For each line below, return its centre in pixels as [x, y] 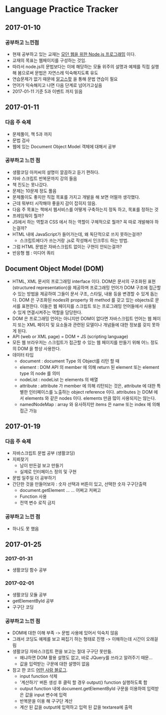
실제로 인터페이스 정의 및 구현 [48, 472]
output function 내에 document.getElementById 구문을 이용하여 [83, 688]
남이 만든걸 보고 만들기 [41, 466]
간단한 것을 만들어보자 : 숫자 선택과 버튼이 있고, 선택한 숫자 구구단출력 [79, 484]
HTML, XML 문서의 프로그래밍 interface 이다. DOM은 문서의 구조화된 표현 [84, 281]
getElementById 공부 [33, 600]
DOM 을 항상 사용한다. [39, 349]
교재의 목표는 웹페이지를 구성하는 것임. [49, 60]
